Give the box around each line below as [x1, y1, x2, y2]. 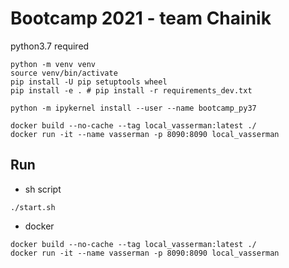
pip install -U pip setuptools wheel [10, 77, 168, 87]
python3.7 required [10, 40, 90, 52]
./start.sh [10, 202, 56, 212]
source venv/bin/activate [10, 68, 118, 78]
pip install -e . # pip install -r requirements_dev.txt [10, 85, 253, 96]
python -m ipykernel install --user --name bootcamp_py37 [10, 103, 257, 113]
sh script [24, 183, 62, 195]
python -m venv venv [10, 59, 97, 69]
